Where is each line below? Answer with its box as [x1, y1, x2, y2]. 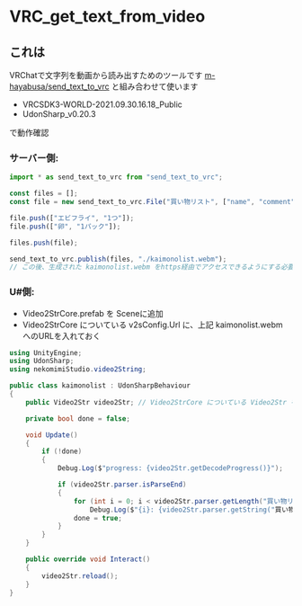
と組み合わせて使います [111, 81, 199, 92]
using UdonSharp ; [9, 357, 75, 366]
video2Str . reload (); [41, 571, 119, 581]
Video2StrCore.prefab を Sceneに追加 [22, 307, 164, 318]
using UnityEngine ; [9, 348, 83, 357]
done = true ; [73, 513, 123, 522]
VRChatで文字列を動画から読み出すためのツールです [9, 70, 203, 80]
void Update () [25, 430, 78, 440]
